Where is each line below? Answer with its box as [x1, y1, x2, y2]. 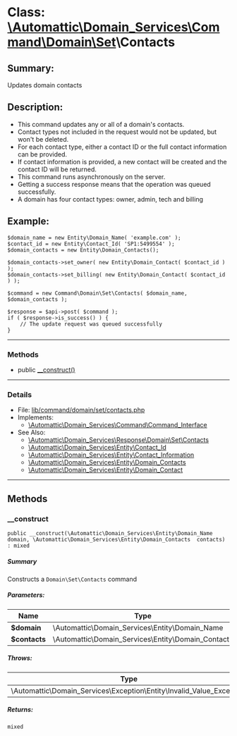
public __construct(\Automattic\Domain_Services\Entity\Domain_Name [7, 529, 213, 536]
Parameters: [7, 591, 45, 599]
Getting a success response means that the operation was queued [17, 180, 212, 188]
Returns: [7, 706, 34, 714]
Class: [7, 4, 46, 20]
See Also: [17, 428, 46, 437]
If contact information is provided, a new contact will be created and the [17, 157, 227, 166]
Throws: [7, 654, 33, 663]
